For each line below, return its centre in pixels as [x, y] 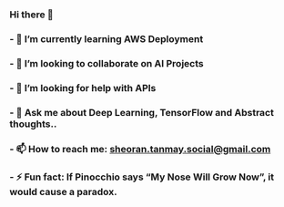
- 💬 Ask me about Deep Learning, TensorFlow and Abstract [142, 112]
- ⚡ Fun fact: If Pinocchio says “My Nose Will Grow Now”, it [142, 177]
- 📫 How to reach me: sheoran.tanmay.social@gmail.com [140, 149]
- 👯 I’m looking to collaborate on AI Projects [106, 63]
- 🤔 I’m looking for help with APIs [83, 88]
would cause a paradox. [64, 192]
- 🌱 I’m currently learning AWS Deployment [106, 38]
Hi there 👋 [32, 15]
